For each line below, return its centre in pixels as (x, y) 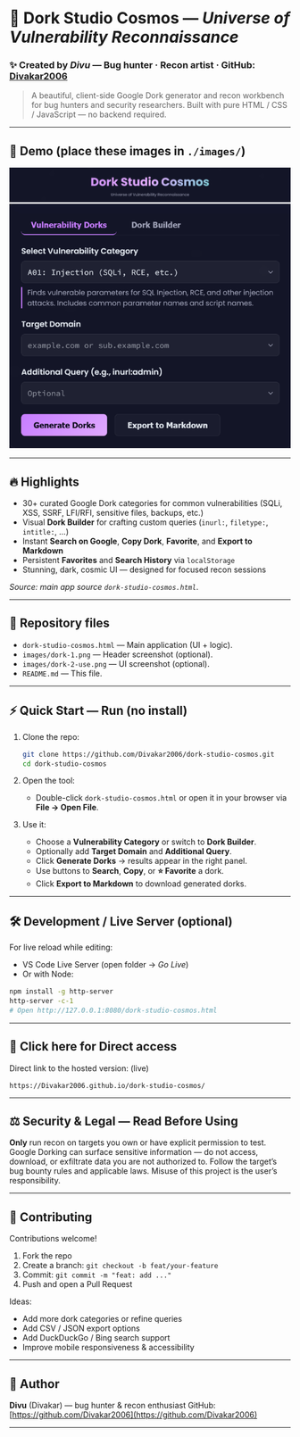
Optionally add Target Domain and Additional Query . (133, 851)
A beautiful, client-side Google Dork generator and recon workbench (158, 96)
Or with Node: (48, 974)
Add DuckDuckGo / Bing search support (96, 1338)
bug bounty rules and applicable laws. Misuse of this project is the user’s (143, 1171)
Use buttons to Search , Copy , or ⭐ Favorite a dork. (130, 871)
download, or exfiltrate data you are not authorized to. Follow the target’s (143, 1162)
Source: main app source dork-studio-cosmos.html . (104, 587)
